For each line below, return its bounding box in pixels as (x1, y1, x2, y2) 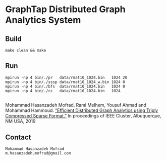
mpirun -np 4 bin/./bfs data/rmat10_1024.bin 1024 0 (5, 84, 125, 89)
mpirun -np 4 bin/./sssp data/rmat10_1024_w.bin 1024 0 (5, 79, 125, 85)
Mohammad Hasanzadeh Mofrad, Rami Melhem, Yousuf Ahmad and (5, 102, 146, 108)
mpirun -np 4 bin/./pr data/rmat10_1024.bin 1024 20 (5, 75, 128, 80)
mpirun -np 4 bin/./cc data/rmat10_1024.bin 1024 (5, 88, 121, 93)
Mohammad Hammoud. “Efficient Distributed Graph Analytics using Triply (5, 107, 158, 113)
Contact (5, 133, 31, 141)
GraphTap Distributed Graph (5, 4, 126, 15)
